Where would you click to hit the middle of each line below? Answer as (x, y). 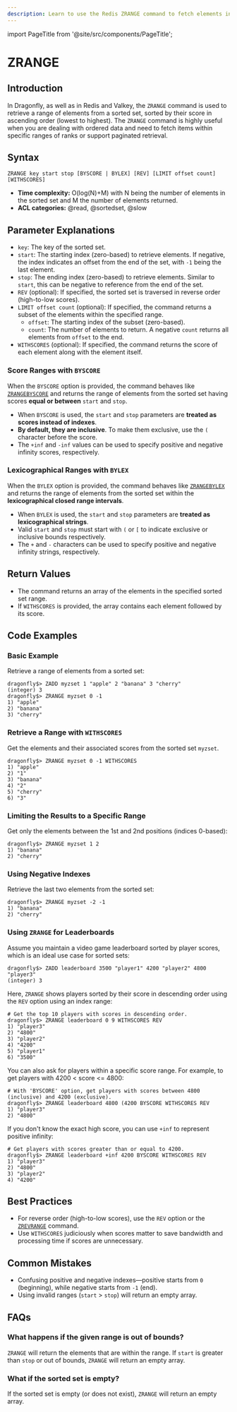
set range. (32, 598)
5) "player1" (26, 1051)
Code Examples (42, 636)
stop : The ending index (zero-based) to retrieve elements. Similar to (116, 277)
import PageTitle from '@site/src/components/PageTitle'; (90, 34)
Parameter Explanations (61, 230)
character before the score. (57, 437)
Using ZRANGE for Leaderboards (61, 932)
